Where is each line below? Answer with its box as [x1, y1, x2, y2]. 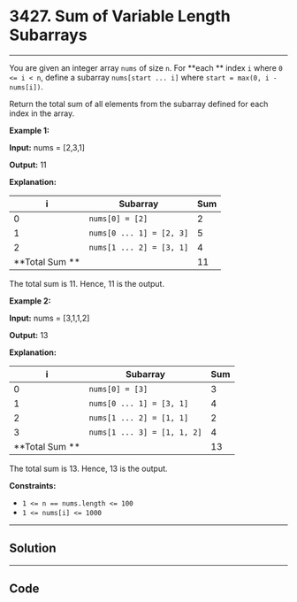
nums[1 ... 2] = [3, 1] [88, 242, 189, 252]
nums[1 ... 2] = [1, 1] [88, 413, 189, 422]
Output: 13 [9, 329, 49, 340]
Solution [9, 541, 57, 556]
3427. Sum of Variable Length [9, 6, 232, 27]
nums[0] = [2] [88, 213, 148, 223]
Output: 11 [9, 159, 47, 170]
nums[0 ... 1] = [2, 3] [88, 228, 189, 238]
